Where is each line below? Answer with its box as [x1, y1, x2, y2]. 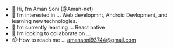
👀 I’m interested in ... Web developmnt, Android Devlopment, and [11, 12, 168, 18]
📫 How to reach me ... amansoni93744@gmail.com [11, 36, 136, 43]
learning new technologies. [11, 18, 77, 24]
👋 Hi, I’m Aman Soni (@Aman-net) [11, 6, 94, 12]
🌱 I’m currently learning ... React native [11, 24, 105, 31]
